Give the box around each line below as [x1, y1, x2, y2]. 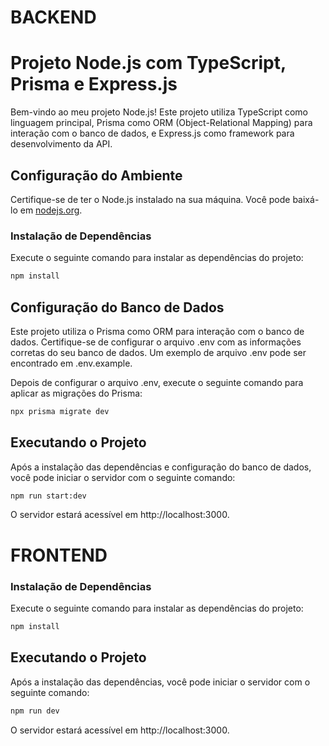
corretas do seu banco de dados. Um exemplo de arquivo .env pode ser [10, 346, 307, 358]
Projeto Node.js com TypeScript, [10, 52, 287, 75]
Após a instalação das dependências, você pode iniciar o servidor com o [10, 676, 311, 688]
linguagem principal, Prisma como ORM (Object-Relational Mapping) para [10, 117, 313, 129]
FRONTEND [10, 544, 108, 566]
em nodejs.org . [19, 204, 83, 216]
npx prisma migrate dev [10, 406, 110, 416]
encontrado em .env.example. [10, 357, 133, 369]
